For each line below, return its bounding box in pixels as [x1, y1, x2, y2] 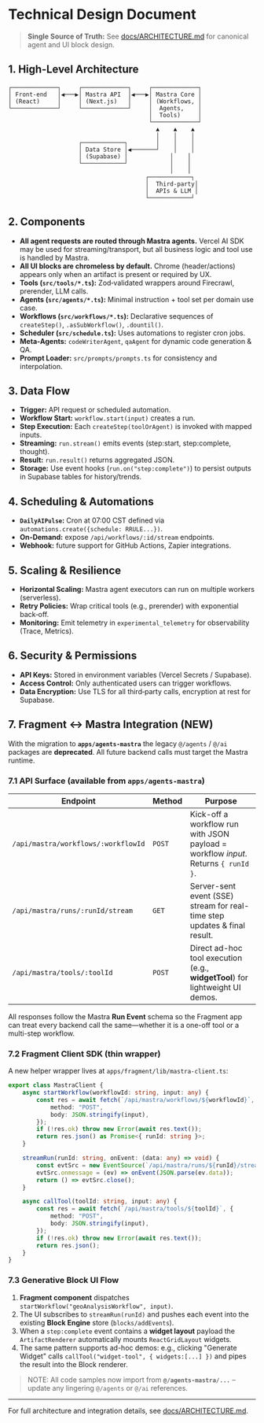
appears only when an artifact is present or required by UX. [19, 269, 212, 279]
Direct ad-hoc [189, 942, 243, 953]
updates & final [189, 919, 246, 930]
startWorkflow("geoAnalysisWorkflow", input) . [19, 1301, 174, 1310]
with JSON [189, 828, 229, 839]
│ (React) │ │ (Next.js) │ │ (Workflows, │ [8, 97, 202, 105]
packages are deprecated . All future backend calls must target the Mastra [8, 747, 249, 756]
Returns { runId [189, 858, 250, 869]
